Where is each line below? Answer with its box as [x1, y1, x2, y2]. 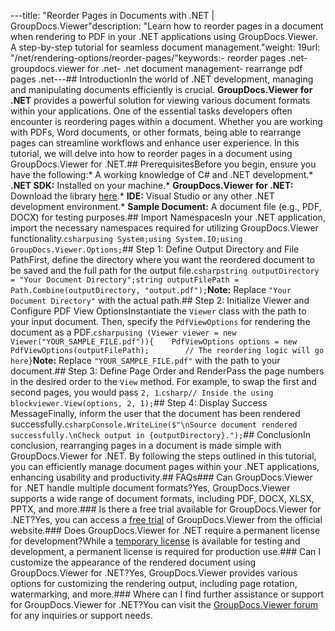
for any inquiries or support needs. [10, 610, 153, 621]
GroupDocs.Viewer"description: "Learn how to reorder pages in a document [10, 20, 324, 32]
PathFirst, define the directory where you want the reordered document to [10, 254, 316, 265]
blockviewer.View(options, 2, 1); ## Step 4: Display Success [10, 397, 268, 409]
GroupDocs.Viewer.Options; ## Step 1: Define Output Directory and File [10, 243, 300, 255]
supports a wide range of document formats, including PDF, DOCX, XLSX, [10, 493, 315, 504]
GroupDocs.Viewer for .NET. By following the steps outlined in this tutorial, [10, 450, 317, 462]
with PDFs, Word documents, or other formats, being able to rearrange [10, 126, 302, 138]
